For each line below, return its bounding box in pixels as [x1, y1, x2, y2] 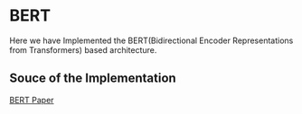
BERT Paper [9, 94, 54, 105]
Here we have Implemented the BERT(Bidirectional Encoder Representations [9, 35, 294, 46]
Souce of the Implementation [9, 71, 176, 86]
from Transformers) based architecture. [9, 44, 157, 55]
